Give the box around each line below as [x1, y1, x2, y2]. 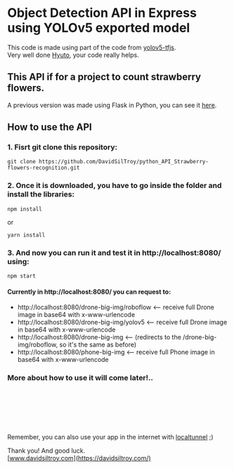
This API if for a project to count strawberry [7, 71, 202, 83]
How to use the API [7, 121, 93, 133]
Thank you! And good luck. [7, 446, 86, 455]
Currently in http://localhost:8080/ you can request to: [7, 287, 171, 296]
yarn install [7, 231, 46, 239]
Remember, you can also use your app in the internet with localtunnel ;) [7, 432, 214, 441]
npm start [7, 273, 37, 280]
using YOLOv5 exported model [7, 20, 190, 36]
